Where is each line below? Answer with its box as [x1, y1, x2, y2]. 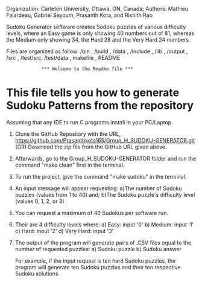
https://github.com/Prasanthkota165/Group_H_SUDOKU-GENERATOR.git [14, 136, 195, 144]
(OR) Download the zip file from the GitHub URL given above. [14, 143, 167, 150]
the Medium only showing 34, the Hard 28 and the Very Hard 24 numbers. [6, 36, 191, 43]
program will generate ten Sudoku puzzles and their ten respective [14, 263, 181, 271]
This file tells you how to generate [6, 86, 180, 100]
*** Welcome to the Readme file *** [41, 66, 134, 72]
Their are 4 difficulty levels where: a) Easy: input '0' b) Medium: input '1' [14, 220, 194, 228]
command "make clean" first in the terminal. [14, 161, 125, 168]
